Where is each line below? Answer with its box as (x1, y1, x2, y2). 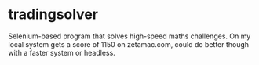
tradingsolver (8, 5, 98, 23)
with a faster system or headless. (8, 48, 115, 57)
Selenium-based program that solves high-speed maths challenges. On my (8, 31, 251, 41)
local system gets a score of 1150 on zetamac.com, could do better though (8, 39, 250, 49)
